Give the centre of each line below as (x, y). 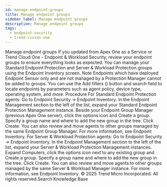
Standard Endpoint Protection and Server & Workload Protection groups (79, 67)
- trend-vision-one (30, 38)
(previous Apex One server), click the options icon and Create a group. (78, 115)
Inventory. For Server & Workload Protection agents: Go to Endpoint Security (84, 136)
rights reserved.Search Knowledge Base (47, 179)
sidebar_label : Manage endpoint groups (47, 19)
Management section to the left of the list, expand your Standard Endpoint (81, 105)
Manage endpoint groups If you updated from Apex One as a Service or (79, 52)
